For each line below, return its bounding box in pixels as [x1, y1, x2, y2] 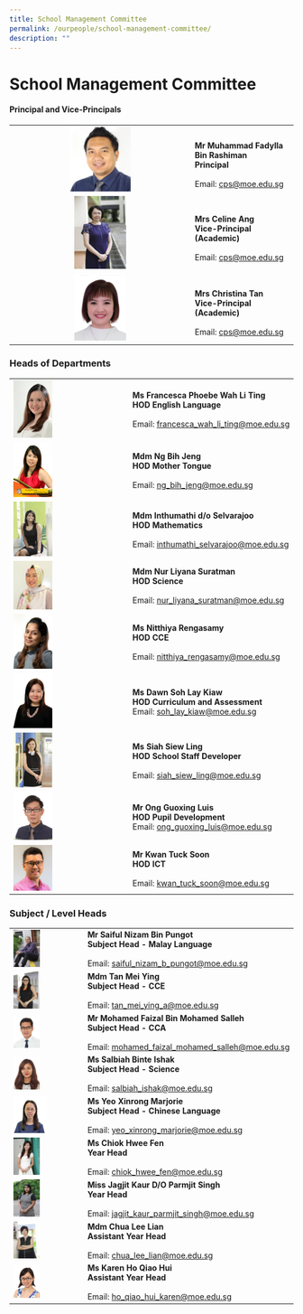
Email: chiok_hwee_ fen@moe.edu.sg [87, 1166, 224, 1177]
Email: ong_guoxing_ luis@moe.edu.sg [132, 821, 272, 831]
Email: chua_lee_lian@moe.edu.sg [87, 1250, 214, 1261]
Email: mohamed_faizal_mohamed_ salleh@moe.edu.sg [87, 1042, 290, 1053]
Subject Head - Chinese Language [87, 1105, 221, 1116]
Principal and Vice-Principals [9, 104, 122, 115]
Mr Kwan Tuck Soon [132, 849, 210, 859]
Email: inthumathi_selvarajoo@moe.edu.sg [132, 539, 289, 549]
